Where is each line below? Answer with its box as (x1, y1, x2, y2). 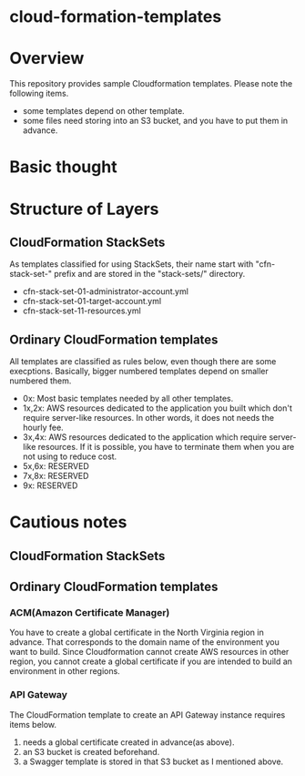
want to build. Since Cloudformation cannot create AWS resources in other (9, 647, 290, 658)
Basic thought (9, 157, 117, 178)
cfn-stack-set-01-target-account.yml (22, 296, 162, 307)
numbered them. (9, 375, 72, 386)
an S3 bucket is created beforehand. (22, 746, 160, 757)
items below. (9, 719, 57, 730)
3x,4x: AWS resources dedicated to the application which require (22, 432, 268, 443)
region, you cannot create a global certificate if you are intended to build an (9, 656, 293, 667)
